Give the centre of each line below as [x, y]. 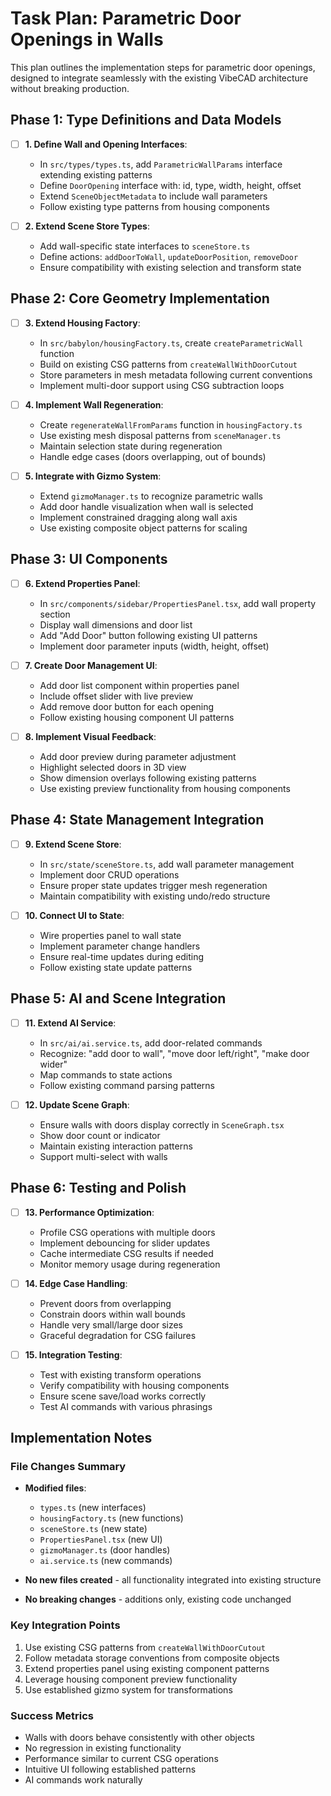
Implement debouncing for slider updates [125, 1243]
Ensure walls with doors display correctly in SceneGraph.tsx [162, 1124]
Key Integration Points [65, 1625]
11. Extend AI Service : [70, 1023]
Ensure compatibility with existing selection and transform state [170, 267]
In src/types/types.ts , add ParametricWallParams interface [161, 164]
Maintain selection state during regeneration [131, 446]
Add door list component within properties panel [139, 685]
